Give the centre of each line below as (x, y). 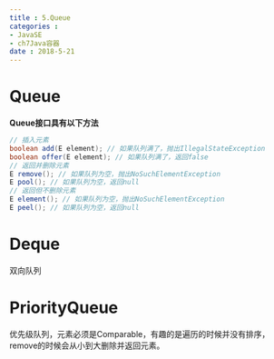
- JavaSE (26, 35)
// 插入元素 (29, 140)
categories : (34, 26)
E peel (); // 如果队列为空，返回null (74, 208)
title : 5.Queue (40, 18)
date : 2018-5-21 (42, 52)
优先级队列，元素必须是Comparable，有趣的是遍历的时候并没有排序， (140, 334)
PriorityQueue (64, 308)
